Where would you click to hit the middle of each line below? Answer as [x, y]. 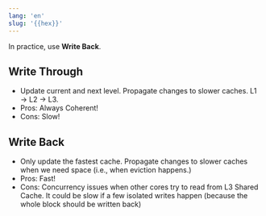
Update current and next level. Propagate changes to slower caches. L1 [138, 91]
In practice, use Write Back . [55, 46]
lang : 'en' [27, 16]
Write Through [46, 71]
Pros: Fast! [38, 179]
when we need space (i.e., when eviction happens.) [106, 170]
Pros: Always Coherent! [59, 108]
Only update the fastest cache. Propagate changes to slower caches [134, 161]
